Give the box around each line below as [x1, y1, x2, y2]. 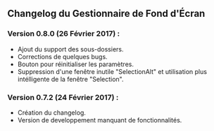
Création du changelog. [17, 108, 87, 117]
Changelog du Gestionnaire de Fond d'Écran [7, 8, 206, 20]
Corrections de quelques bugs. [17, 52, 108, 61]
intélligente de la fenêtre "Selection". [17, 75, 125, 83]
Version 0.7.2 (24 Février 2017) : [7, 92, 119, 102]
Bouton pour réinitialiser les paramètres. [17, 60, 134, 68]
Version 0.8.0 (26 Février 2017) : [7, 29, 120, 39]
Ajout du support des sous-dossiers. [17, 44, 124, 54]
